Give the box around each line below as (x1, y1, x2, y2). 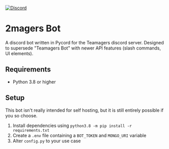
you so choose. (5, 112, 38, 118)
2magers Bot (5, 23, 61, 34)
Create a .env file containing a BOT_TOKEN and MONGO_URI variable (12, 132, 147, 138)
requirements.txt (12, 128, 50, 133)
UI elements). (5, 50, 34, 56)
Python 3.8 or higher (12, 79, 56, 85)
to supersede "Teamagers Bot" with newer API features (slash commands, (5, 45, 161, 51)
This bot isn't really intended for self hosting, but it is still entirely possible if (5, 107, 164, 113)
